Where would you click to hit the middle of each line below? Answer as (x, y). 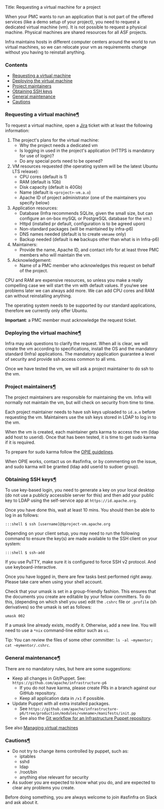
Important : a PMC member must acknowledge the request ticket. (71, 320)
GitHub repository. (38, 693)
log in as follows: (22, 515)
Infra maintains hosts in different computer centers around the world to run (81, 42)
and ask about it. (22, 803)
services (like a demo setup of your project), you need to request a (72, 22)
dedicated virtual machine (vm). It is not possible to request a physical (76, 27)
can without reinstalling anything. (38, 296)
